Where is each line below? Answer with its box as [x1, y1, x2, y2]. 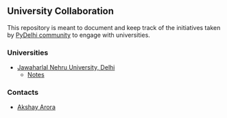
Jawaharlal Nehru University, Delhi [16, 63, 115, 72]
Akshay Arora [16, 103, 56, 111]
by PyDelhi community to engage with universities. [7, 31, 151, 39]
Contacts [7, 88, 39, 98]
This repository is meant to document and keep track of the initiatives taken [7, 23, 221, 31]
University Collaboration [7, 5, 115, 17]
